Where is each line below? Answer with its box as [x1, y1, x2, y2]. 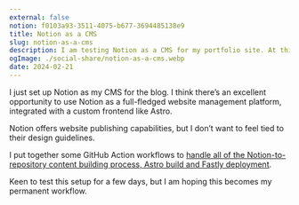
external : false [9, 12, 69, 22]
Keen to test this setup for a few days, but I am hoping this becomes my [9, 176, 272, 186]
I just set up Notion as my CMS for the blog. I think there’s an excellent [9, 86, 267, 98]
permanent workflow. [9, 185, 87, 196]
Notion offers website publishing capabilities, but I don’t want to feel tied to [9, 122, 285, 133]
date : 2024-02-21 [9, 63, 74, 72]
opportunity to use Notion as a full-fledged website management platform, [9, 96, 282, 106]
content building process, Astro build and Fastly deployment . [48, 159, 272, 170]
